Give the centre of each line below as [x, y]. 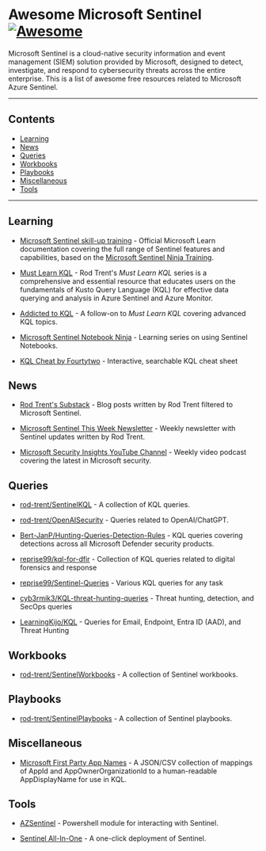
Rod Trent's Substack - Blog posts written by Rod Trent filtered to [126, 405]
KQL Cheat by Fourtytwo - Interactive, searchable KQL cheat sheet [129, 361]
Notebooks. [38, 345]
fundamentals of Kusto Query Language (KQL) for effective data [124, 289]
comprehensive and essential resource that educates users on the [127, 281]
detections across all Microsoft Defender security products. [117, 544]
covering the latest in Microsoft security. [85, 460]
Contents [32, 119]
